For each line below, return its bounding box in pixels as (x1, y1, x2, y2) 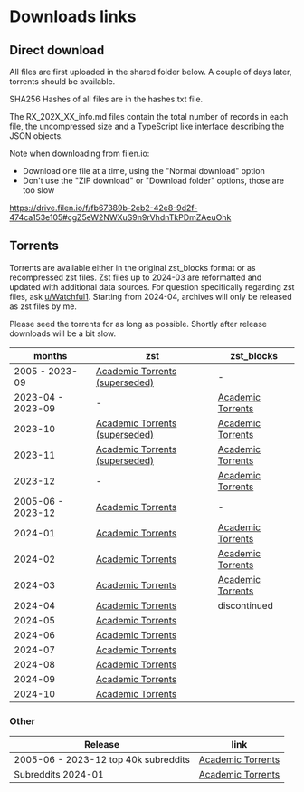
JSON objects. (9, 130, 63, 141)
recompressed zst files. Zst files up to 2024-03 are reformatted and (9, 272, 262, 283)
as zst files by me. (9, 301, 77, 312)
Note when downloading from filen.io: (9, 148, 150, 159)
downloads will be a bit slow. (9, 328, 117, 339)
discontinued (217, 599, 273, 612)
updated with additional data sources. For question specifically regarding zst (9, 281, 295, 292)
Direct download (9, 43, 105, 58)
